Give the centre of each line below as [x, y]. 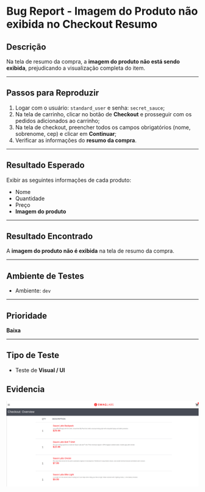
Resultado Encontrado [50, 237]
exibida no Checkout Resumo [82, 24]
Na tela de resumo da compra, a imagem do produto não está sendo [93, 61]
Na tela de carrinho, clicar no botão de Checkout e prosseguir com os [103, 114]
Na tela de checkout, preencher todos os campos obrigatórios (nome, [103, 127]
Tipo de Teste [33, 355]
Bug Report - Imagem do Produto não [102, 11]
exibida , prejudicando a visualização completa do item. [76, 68]
